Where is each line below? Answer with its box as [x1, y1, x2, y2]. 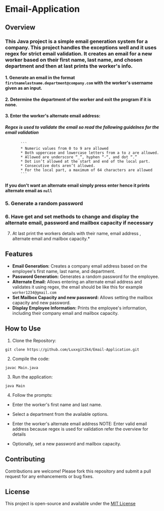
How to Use [5, 324, 41, 333]
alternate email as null [5, 187, 53, 193]
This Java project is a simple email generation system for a [5, 38, 148, 45]
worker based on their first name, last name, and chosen [5, 56, 143, 63]
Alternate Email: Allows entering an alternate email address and [12, 278, 142, 284]
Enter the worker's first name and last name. [12, 402, 102, 408]
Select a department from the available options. [12, 411, 109, 417]
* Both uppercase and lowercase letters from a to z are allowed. [20, 150, 160, 156]
